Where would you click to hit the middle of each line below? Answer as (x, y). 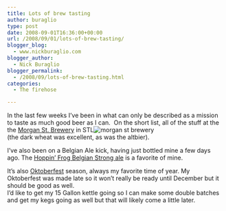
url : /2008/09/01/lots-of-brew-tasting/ (66, 39)
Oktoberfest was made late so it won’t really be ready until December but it (113, 178)
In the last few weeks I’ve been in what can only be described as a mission (113, 115)
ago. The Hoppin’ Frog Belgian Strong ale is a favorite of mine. (95, 158)
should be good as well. (41, 186)
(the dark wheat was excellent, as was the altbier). (78, 137)
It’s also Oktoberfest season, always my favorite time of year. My (99, 171)
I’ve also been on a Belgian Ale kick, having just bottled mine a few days (109, 151)
